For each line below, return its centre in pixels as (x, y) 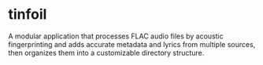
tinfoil (28, 14)
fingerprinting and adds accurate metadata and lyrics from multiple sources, (132, 44)
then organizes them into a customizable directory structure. (106, 52)
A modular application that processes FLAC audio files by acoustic (116, 36)
